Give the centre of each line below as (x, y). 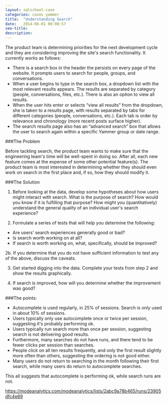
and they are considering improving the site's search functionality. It (75, 53)
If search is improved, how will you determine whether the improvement (87, 283)
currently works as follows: (33, 58)
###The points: (21, 298)
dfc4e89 (14, 396)
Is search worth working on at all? (47, 238)
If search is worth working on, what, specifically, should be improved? (85, 243)
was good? (24, 288)
